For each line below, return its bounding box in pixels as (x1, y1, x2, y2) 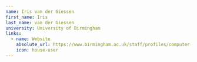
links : (5, 31, 22, 37)
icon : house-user (16, 47, 59, 53)
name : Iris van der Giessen (5, 8, 75, 15)
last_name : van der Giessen (5, 19, 75, 25)
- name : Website (11, 36, 51, 42)
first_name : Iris (5, 14, 48, 20)
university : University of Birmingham (5, 25, 101, 31)
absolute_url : (16, 42, 51, 48)
